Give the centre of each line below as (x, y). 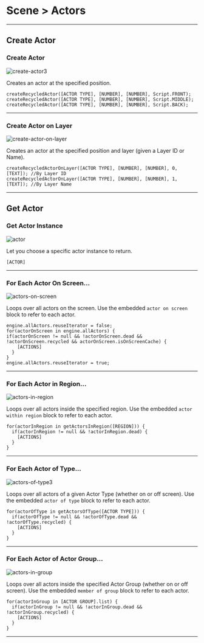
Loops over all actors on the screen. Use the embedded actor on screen (97, 308)
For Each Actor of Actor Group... (55, 559)
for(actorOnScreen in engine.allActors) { (61, 331)
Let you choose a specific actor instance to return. (69, 251)
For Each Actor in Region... (46, 384)
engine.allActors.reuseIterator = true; (58, 363)
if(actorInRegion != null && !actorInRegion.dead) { (80, 432)
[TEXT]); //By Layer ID (36, 173)
